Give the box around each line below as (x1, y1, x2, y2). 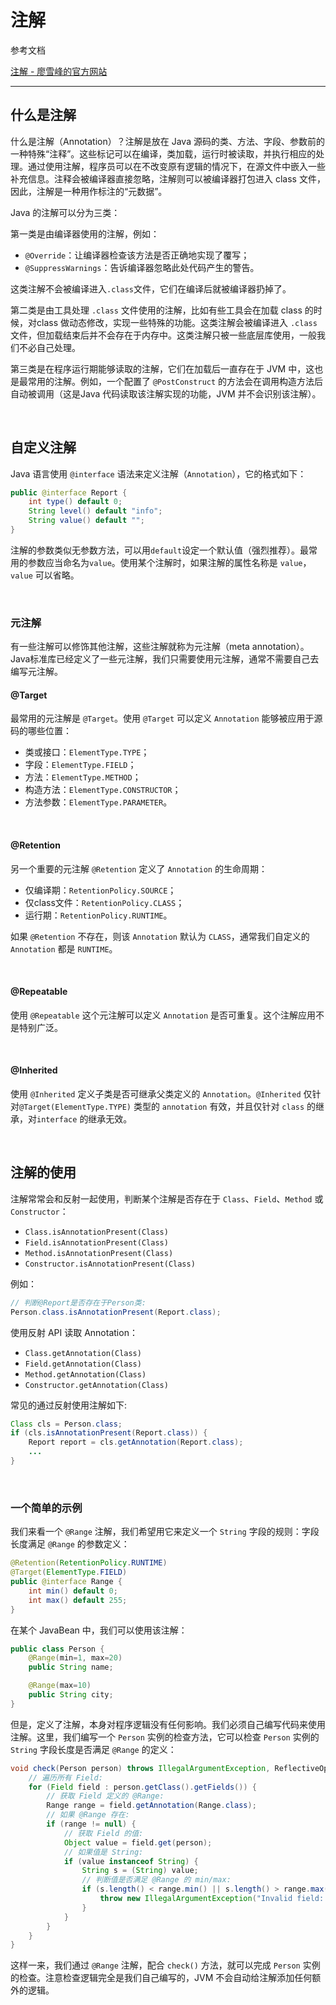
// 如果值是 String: (63, 1847, 144, 1857)
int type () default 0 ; (28, 497, 123, 507)
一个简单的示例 (10, 1501, 83, 1515)
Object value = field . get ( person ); (63, 1837, 213, 1848)
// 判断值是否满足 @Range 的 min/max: (81, 1875, 232, 1885)
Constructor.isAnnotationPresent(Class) (24, 1259, 196, 1269)
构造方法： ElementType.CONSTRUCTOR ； (24, 784, 182, 796)
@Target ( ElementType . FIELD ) (10, 1567, 128, 1578)
